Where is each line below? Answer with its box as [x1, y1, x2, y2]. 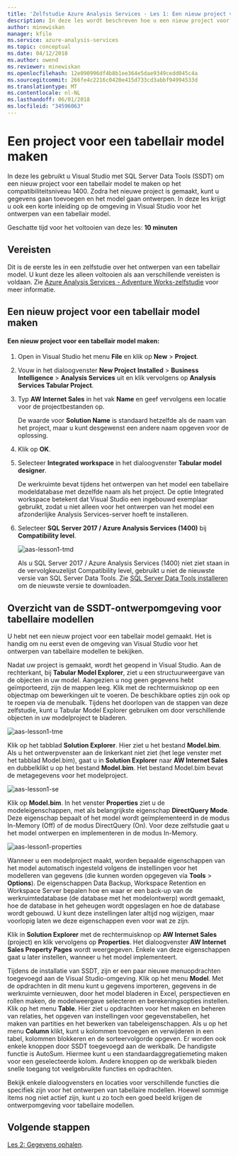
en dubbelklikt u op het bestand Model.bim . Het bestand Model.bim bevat [7, 764, 224, 772]
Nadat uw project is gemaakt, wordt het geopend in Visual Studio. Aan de [7, 661, 222, 669]
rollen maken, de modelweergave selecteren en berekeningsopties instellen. [7, 997, 229, 1006]
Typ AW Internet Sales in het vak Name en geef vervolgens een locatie [17, 395, 227, 404]
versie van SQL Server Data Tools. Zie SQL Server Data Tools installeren [17, 574, 228, 582]
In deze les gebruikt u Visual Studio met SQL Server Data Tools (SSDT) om [7, 172, 225, 180]
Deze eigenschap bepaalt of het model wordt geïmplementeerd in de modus [7, 813, 230, 823]
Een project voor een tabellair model [7, 133, 225, 150]
